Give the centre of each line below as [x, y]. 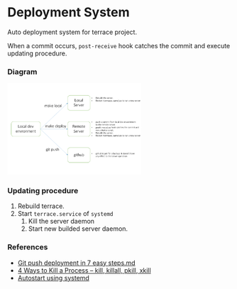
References [28, 247]
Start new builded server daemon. [78, 229]
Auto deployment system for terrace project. [72, 32]
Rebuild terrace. [41, 206]
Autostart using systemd [54, 278]
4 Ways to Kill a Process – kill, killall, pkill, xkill [84, 270]
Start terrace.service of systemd [65, 214]
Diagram [22, 72]
